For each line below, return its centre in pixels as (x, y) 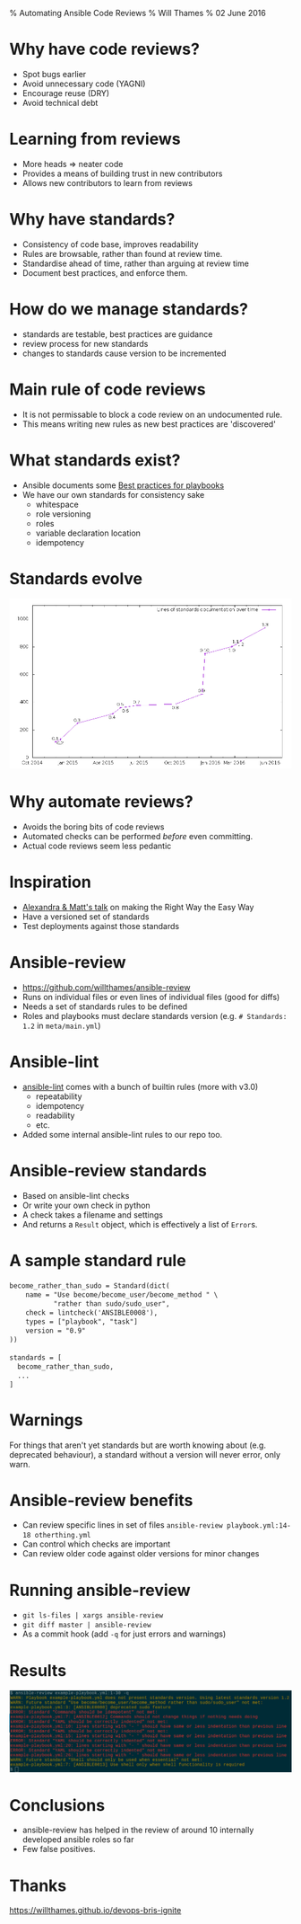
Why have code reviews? (104, 49)
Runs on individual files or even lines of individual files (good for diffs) (151, 997)
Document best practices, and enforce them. (105, 272)
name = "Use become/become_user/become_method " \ (122, 1294)
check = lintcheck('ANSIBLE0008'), (92, 1312)
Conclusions (57, 1805)
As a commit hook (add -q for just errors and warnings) (124, 1634)
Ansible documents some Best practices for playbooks (123, 485)
